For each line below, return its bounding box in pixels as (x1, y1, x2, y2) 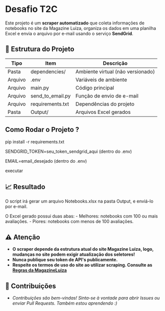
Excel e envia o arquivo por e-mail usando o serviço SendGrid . (5, 30, 134, 36)
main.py (30, 84, 50, 91)
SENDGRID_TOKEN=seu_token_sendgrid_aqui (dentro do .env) (5, 148, 132, 154)
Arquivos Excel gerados (75, 108, 131, 115)
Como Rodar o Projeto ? (5, 125, 79, 134)
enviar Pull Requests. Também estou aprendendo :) (12, 300, 117, 306)
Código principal (75, 84, 114, 91)
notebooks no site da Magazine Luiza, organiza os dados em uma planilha (5, 25, 156, 31)
